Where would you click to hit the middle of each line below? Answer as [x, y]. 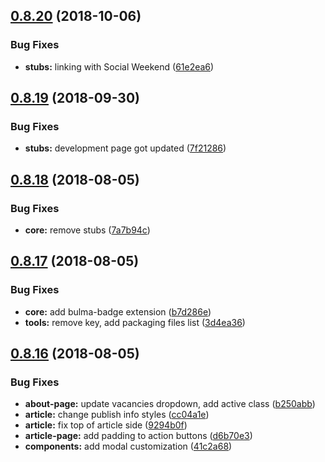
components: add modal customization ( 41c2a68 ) [128, 446]
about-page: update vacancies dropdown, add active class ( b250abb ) [170, 404]
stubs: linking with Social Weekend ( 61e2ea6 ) [119, 66]
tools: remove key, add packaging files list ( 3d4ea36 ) [135, 322]
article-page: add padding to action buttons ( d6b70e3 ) [138, 436]
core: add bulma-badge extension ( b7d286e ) [118, 311]
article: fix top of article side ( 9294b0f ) [106, 425]
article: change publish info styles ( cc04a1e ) [117, 415]
